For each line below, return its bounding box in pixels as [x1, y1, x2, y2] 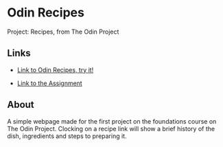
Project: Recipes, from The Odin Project [7, 27, 119, 36]
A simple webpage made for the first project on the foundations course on [7, 117, 217, 125]
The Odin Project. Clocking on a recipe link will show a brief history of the [7, 124, 215, 133]
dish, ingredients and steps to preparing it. [7, 132, 127, 140]
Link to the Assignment [16, 79, 82, 87]
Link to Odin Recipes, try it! [16, 65, 94, 73]
